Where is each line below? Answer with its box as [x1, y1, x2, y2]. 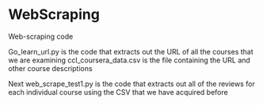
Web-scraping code [8, 32, 74, 41]
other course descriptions [8, 63, 93, 73]
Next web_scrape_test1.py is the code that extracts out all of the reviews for [8, 79, 255, 88]
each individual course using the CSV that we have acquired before [8, 87, 228, 96]
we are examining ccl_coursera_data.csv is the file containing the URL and [8, 55, 251, 65]
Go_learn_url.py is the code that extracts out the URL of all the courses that [8, 47, 253, 56]
